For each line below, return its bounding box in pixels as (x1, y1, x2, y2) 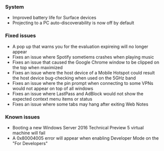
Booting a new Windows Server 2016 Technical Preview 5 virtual (12, 124, 144, 130)
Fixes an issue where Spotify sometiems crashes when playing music (12, 54, 155, 60)
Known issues (5, 113, 40, 120)
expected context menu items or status (12, 96, 93, 102)
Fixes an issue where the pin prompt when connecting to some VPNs (12, 80, 154, 86)
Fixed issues (5, 32, 36, 39)
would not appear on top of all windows (12, 85, 93, 91)
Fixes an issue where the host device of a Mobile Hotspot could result (12, 70, 155, 75)
